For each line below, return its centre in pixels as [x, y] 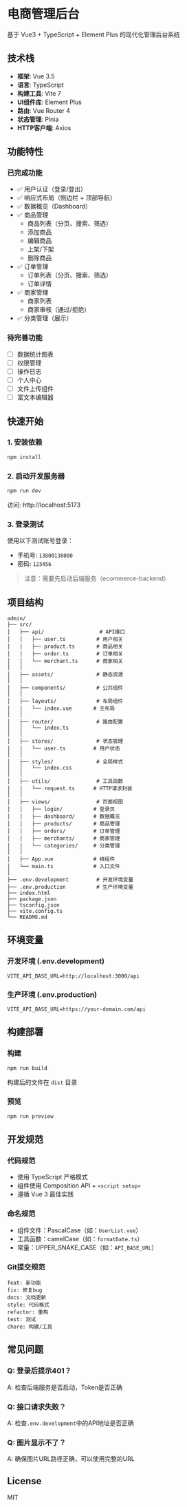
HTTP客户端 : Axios [44, 127]
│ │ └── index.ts [38, 728]
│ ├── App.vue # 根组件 [61, 859]
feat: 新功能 [24, 1283]
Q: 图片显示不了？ [37, 1442]
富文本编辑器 [35, 397]
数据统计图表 [35, 354]
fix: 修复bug [25, 1290]
